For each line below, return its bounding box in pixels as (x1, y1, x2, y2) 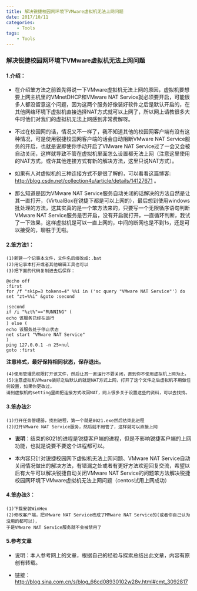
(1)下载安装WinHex (6, 506, 48, 512)
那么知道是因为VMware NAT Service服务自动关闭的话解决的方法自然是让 (14, 190, 191, 197)
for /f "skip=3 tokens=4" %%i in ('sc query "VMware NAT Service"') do (6, 288, 185, 294)
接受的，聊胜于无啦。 (19, 227, 72, 234)
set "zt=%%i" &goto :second (6, 294, 75, 300)
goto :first (6, 347, 35, 353)
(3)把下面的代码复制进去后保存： (6, 268, 75, 274)
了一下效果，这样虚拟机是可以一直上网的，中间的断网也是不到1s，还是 (14, 219, 185, 226)
